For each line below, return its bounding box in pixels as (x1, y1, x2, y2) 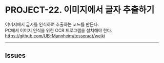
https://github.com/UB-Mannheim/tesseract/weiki (5, 32, 105, 39)
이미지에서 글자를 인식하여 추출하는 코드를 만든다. (5, 21, 99, 27)
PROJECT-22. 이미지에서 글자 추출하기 (5, 4, 155, 16)
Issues (5, 51, 26, 60)
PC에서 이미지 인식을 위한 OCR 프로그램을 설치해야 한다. (5, 27, 113, 33)
